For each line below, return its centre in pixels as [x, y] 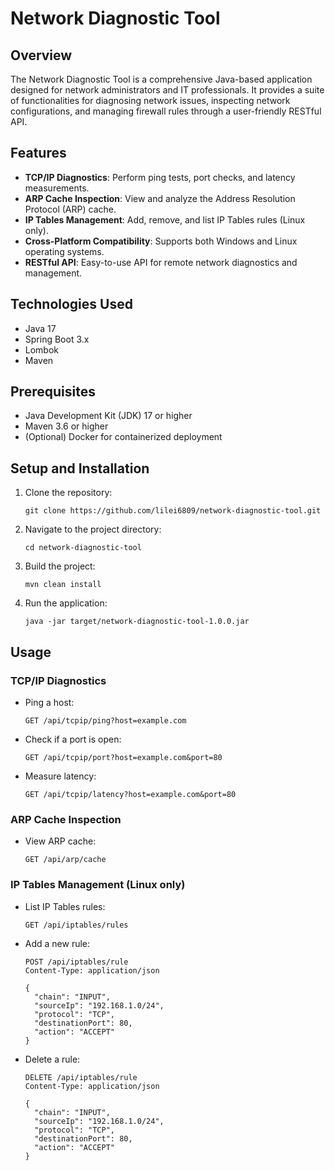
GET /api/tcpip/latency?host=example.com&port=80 [130, 794]
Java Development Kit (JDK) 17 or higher [108, 416]
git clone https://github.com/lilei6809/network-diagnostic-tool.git [173, 511]
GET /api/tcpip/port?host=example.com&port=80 [123, 757]
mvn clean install [63, 585]
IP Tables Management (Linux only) [98, 885]
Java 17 [40, 328]
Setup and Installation [80, 468]
